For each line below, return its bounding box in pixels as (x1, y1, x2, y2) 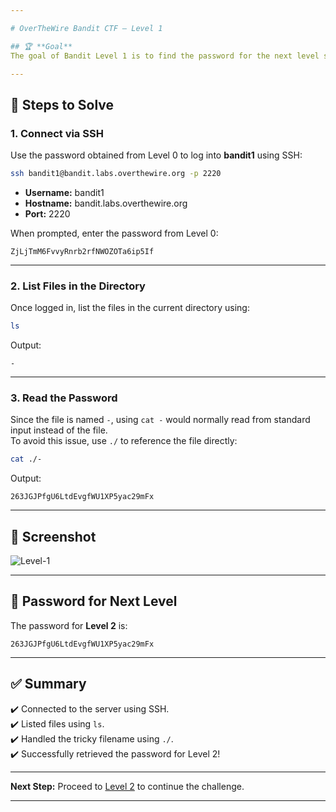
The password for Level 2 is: (10, 619, 128, 631)
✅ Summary (10, 676, 87, 693)
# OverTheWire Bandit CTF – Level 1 (10, 23, 163, 33)
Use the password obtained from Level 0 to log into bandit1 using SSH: (10, 149, 303, 161)
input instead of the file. (10, 424, 108, 436)
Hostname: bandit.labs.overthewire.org (24, 197, 188, 209)
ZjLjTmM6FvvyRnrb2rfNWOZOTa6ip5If (10, 246, 155, 256)
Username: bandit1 (24, 186, 105, 198)
